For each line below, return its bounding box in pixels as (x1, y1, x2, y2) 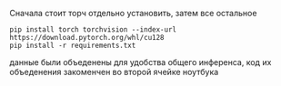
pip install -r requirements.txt (9, 41, 136, 50)
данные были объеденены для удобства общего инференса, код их (9, 57, 272, 67)
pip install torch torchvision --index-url (9, 25, 177, 34)
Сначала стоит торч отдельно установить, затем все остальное (9, 8, 257, 18)
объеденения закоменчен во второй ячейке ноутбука (9, 67, 219, 77)
